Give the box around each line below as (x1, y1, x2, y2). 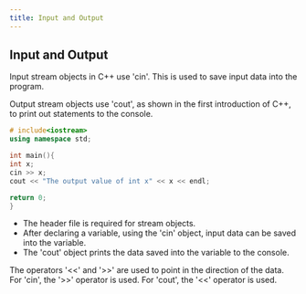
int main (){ (9, 152, 55, 161)
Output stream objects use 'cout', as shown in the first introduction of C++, (9, 99, 291, 110)
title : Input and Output (9, 13, 104, 23)
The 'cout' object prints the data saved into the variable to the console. (22, 247, 290, 258)
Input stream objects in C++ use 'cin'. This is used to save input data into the (9, 71, 298, 82)
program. (9, 81, 45, 92)
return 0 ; (9, 193, 47, 202)
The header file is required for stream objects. (22, 218, 196, 229)
